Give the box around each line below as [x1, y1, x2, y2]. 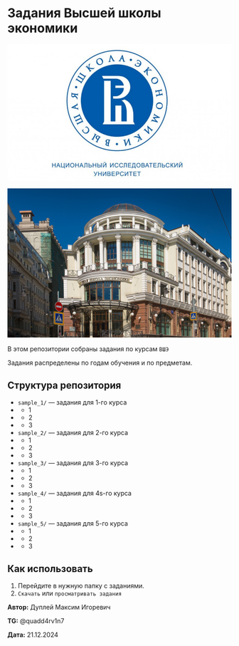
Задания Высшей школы [7, 5, 161, 21]
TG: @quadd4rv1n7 [7, 617, 65, 625]
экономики [7, 20, 78, 36]
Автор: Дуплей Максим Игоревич [7, 603, 111, 612]
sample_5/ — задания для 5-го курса [17, 519, 128, 528]
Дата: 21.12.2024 [7, 630, 59, 639]
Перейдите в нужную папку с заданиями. [17, 582, 144, 590]
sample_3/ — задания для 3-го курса [17, 459, 129, 467]
